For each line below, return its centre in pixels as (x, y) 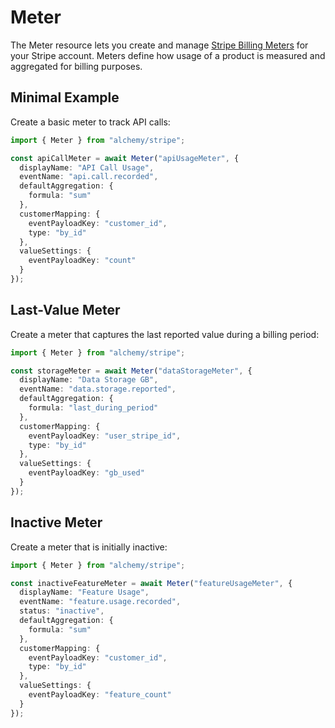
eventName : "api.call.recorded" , (89, 177)
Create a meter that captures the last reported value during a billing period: (165, 334)
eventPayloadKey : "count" (82, 261)
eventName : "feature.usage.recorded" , (100, 602)
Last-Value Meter (65, 310)
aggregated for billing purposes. (76, 66)
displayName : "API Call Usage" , (87, 167)
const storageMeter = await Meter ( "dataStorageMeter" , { (131, 371)
